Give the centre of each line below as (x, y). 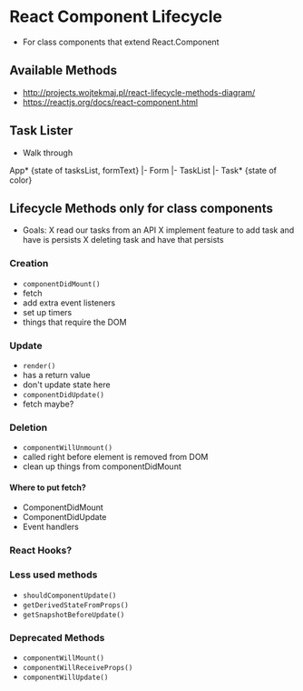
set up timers (47, 312)
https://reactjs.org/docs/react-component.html (110, 102)
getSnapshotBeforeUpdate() (73, 615)
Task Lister (41, 130)
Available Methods (64, 70)
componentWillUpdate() (65, 677)
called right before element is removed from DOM (115, 457)
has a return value (56, 375)
